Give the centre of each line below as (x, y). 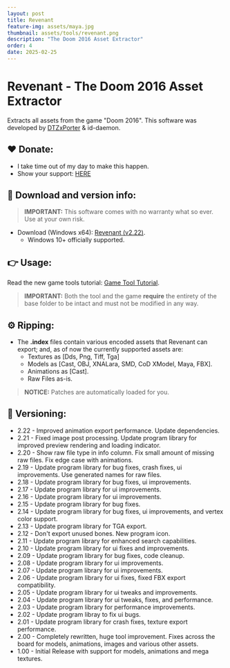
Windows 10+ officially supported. (76, 240)
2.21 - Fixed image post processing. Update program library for (107, 437)
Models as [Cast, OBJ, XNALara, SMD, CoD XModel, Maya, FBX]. (120, 364)
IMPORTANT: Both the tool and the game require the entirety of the (121, 296)
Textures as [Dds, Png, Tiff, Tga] (73, 356)
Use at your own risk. (54, 219)
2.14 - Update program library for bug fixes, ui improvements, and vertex (120, 511)
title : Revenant (30, 20)
